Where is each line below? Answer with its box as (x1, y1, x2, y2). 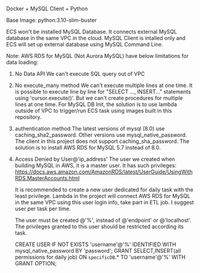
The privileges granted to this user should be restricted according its (14, 223, 184, 230)
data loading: (6, 59, 39, 66)
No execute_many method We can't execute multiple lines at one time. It (14, 82, 193, 89)
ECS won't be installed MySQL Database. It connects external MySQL (6, 28, 177, 35)
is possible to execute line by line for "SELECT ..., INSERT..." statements (14, 88, 191, 95)
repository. (14, 113, 42, 120)
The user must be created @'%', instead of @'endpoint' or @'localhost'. (14, 217, 192, 224)
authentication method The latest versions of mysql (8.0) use (14, 125, 165, 132)
